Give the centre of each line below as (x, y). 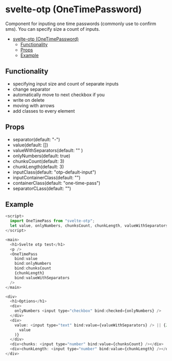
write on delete (29, 100)
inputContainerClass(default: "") (47, 177)
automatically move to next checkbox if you (59, 94)
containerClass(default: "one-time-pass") (57, 183)
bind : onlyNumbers (33, 264)
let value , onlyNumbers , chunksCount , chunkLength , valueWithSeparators (89, 226)
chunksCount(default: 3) (39, 161)
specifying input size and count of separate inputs (66, 83)
